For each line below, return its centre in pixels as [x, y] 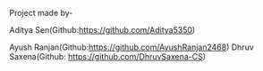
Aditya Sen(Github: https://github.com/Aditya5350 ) [102, 30]
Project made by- [41, 13]
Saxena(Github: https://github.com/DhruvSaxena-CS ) [108, 56]
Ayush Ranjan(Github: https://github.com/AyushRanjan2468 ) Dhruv [132, 47]
